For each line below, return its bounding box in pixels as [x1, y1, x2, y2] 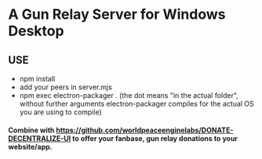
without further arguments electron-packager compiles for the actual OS [19, 99, 255, 108]
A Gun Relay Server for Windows [8, 5, 226, 23]
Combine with [8, 125, 55, 135]
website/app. [8, 142, 53, 151]
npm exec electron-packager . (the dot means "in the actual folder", [19, 91, 239, 99]
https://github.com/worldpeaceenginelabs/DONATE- [56, 125, 234, 135]
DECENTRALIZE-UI [8, 133, 71, 143]
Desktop [8, 22, 64, 40]
